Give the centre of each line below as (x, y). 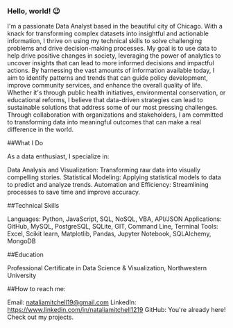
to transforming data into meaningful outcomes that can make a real (104, 122)
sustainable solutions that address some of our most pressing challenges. (113, 108)
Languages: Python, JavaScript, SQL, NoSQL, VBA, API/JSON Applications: (114, 219)
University (22, 276)
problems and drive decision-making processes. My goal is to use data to (112, 49)
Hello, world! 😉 (34, 11)
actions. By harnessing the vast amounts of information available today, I (111, 71)
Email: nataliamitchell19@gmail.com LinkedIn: (72, 302)
